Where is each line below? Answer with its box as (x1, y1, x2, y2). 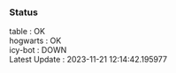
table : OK (9, 26, 46, 37)
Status (9, 6, 38, 18)
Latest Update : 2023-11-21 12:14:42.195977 (9, 55, 168, 65)
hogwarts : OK (9, 35, 62, 46)
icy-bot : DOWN (9, 45, 67, 55)
